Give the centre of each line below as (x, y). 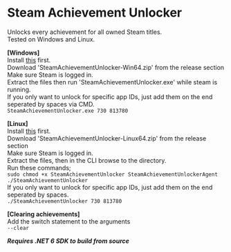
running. (19, 89)
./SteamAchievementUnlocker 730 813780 (65, 201)
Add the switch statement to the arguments (69, 221)
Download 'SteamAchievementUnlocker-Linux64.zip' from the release (107, 138)
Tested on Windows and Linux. (51, 39)
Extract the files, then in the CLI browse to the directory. (87, 160)
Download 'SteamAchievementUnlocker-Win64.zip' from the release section (116, 67)
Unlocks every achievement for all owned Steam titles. (85, 32)
